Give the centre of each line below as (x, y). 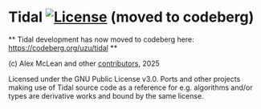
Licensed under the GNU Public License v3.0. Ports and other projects (124, 79)
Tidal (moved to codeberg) (131, 17)
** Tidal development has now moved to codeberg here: (101, 39)
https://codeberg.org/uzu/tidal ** (63, 47)
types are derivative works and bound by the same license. (106, 95)
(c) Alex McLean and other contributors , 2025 (84, 63)
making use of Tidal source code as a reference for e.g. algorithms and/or (130, 87)
